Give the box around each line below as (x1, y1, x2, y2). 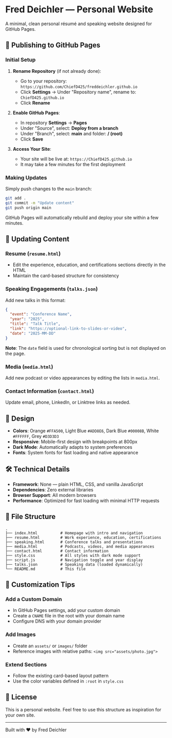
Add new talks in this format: (5, 297, 66, 303)
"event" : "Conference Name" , (10, 312, 72, 317)
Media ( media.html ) (5, 363, 54, 370)
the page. (5, 350, 26, 356)
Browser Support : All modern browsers (12, 492, 97, 498)
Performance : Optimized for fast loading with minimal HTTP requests (12, 497, 160, 504)
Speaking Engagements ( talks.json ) (5, 286, 98, 293)
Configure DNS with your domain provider (12, 618, 101, 624)
